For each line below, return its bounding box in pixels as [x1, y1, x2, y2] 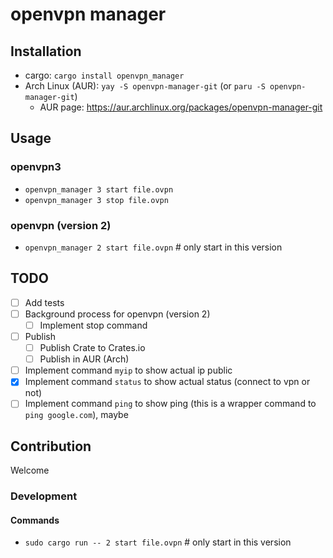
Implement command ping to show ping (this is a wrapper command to [24, 398, 317, 410]
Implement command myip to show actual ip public [24, 364, 233, 377]
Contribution [10, 438, 92, 455]
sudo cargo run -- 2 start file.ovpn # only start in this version [24, 536, 292, 548]
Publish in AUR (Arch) [39, 353, 130, 365]
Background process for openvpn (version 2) [24, 308, 211, 320]
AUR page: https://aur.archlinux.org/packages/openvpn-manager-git [39, 101, 323, 113]
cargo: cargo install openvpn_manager [24, 69, 185, 81]
